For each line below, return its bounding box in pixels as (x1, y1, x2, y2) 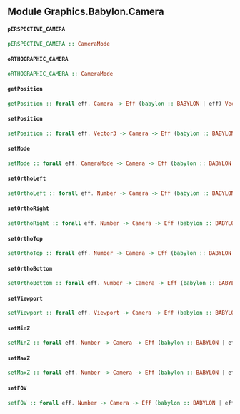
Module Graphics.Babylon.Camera (7, 6, 164, 18)
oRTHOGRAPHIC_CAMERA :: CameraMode (7, 70, 114, 77)
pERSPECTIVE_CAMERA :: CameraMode (7, 40, 111, 47)
